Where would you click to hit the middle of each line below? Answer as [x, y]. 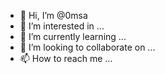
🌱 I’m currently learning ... [73, 36]
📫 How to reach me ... [66, 58]
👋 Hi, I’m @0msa [53, 15]
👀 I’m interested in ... [62, 26]
